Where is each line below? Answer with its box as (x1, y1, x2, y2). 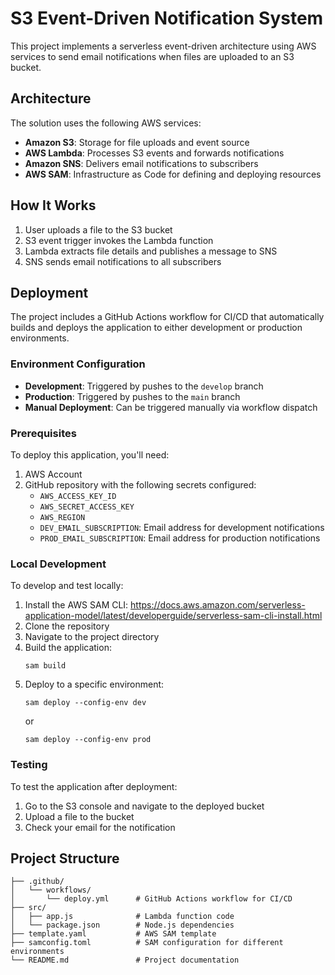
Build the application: (24, 642, 112, 654)
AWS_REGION (39, 512, 86, 522)
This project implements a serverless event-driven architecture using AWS (10, 40, 317, 52)
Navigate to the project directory (24, 631, 160, 643)
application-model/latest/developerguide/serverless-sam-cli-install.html (24, 610, 323, 622)
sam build (24, 661, 67, 671)
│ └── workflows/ (10, 885, 92, 896)
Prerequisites (10, 426, 77, 440)
